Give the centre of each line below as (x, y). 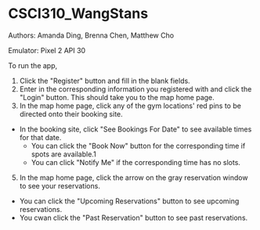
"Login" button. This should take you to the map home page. (117, 97)
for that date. (40, 137)
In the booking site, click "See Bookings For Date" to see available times (135, 129)
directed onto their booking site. (71, 113)
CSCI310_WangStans (78, 14)
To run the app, (33, 65)
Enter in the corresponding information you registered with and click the (135, 89)
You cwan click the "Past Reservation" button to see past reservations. (134, 217)
